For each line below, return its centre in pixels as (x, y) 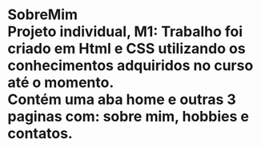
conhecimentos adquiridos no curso (130, 66)
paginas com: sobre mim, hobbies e (128, 117)
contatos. (40, 134)
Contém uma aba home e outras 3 (122, 99)
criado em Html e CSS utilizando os (126, 49)
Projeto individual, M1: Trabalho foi (125, 32)
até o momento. (61, 83)
